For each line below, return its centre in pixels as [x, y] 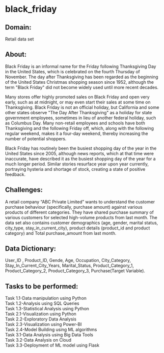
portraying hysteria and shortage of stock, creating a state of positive [75, 169]
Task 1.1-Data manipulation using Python [46, 298]
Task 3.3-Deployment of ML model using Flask [52, 345]
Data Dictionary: [31, 249]
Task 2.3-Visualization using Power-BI [43, 324]
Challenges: [24, 190]
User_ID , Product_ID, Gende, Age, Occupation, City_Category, [68, 260]
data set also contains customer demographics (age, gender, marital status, [82, 223]
